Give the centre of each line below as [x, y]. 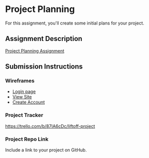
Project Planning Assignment [35, 50]
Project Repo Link [27, 139]
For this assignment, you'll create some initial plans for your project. [75, 23]
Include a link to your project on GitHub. [46, 150]
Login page [24, 91]
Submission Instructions [44, 67]
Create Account [28, 102]
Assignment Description [44, 39]
